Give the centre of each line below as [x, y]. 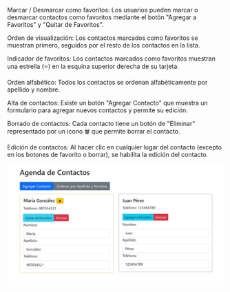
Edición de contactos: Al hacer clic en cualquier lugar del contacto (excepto [115, 147]
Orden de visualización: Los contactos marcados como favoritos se [103, 38]
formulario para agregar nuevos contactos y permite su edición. [97, 110]
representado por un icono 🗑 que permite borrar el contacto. [94, 131]
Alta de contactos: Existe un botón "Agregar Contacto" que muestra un [107, 103]
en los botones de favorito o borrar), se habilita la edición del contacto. [108, 155]
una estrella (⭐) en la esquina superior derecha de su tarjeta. [93, 66]
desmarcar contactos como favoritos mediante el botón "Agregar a [102, 17]
